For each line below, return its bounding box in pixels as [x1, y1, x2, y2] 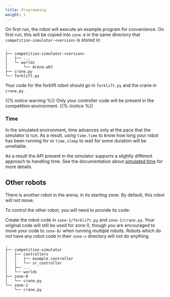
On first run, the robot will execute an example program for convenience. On [5, 26, 164, 32]
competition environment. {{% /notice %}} [5, 102, 94, 109]
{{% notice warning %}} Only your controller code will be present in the [5, 97, 154, 103]
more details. [5, 163, 33, 170]
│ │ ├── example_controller [5, 256, 73, 261]
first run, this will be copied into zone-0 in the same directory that [5, 31, 141, 38]
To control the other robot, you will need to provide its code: [5, 207, 131, 213]
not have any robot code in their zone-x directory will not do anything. [5, 233, 150, 239]
